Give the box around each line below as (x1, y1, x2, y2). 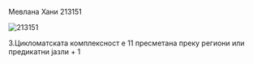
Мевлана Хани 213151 (8, 7, 83, 16)
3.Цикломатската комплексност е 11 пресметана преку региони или (8, 38, 245, 48)
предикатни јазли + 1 (8, 47, 81, 56)
